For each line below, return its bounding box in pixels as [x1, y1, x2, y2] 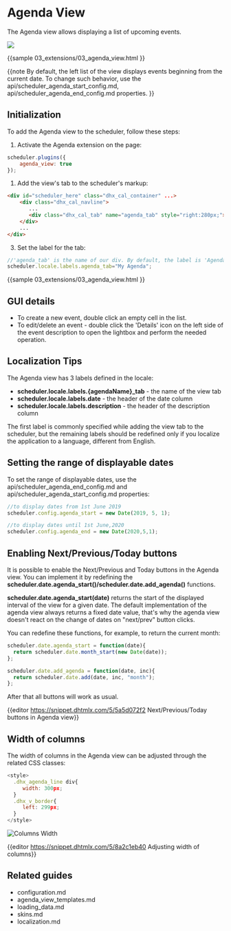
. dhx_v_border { [13, 798, 57, 804]
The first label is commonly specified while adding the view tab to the [7, 422, 204, 431]
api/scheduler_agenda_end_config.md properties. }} [7, 89, 155, 97]
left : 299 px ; [22, 804, 60, 811]
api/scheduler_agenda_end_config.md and [7, 482, 128, 491]
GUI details [7, 295, 55, 307]
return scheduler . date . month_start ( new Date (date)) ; [13, 648, 168, 655]
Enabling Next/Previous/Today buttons [7, 547, 177, 559]
